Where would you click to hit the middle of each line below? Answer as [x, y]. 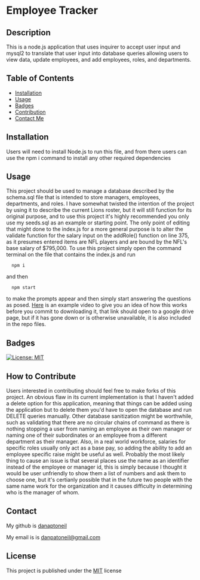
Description [28, 33]
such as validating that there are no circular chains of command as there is [98, 423]
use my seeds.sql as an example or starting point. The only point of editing [98, 223]
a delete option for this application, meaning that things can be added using [99, 403]
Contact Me [29, 118]
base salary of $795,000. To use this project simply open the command [94, 248]
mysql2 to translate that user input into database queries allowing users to [97, 53]
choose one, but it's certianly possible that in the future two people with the [99, 480]
